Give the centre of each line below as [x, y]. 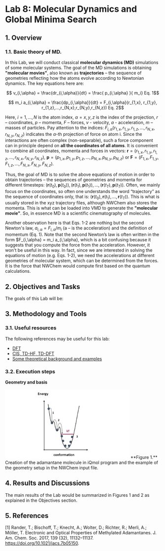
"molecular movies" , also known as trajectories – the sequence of [73, 73]
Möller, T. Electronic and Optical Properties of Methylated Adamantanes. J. [81, 533]
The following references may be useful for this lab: [57, 339]
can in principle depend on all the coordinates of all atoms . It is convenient [82, 146]
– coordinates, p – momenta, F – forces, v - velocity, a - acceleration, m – [79, 122]
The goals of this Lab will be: [34, 298]
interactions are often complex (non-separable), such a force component [79, 140]
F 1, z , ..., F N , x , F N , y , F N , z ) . [30, 164]
